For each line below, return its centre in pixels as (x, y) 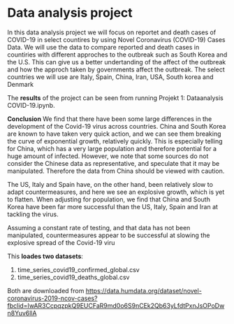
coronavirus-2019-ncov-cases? (52, 298)
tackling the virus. (33, 214)
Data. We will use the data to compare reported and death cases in (103, 47)
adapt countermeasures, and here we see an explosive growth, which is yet (116, 192)
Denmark (20, 84)
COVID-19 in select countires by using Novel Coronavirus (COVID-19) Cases (116, 39)
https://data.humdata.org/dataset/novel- (144, 290)
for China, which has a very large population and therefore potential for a (112, 148)
